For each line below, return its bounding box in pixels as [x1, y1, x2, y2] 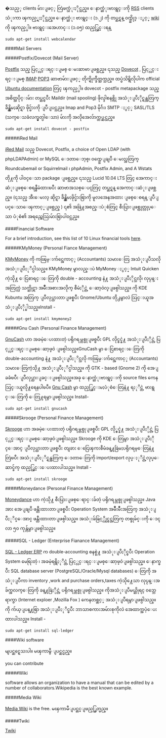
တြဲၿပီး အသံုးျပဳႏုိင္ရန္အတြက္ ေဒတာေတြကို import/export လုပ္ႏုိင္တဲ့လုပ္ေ [5, 455, 160, 460]
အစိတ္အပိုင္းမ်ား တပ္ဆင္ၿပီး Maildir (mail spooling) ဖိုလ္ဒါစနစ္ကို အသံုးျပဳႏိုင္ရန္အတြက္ [5, 95, 159, 100]
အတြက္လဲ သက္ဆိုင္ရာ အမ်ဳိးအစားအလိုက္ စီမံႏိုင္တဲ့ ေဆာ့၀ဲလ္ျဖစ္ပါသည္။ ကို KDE [5, 285, 147, 291]
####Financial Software [5, 226, 54, 232]
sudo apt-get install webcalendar [5, 37, 77, 42]
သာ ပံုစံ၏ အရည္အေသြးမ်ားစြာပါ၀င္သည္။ [5, 213, 80, 219]
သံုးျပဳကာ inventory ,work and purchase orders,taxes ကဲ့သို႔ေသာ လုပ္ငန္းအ [5, 578, 160, 583]
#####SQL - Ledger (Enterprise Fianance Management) [5, 538, 120, 543]
